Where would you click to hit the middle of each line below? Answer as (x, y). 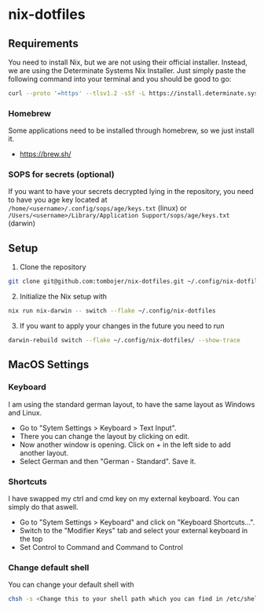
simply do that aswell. (43, 507)
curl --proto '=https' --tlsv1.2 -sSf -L (77, 93)
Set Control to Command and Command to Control (101, 547)
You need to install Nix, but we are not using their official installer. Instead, (128, 62)
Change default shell (49, 567)
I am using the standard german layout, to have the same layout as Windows (132, 404)
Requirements (43, 44)
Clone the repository (53, 267)
